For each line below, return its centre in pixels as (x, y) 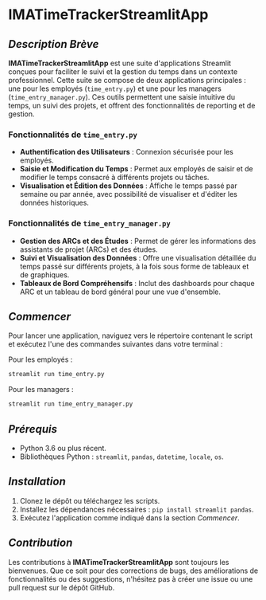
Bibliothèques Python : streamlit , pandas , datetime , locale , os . (121, 457)
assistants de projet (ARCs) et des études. (89, 249)
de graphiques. (44, 275)
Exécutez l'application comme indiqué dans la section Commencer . (129, 518)
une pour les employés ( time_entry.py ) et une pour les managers (115, 88)
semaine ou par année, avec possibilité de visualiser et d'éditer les (129, 194)
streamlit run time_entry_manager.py (71, 404)
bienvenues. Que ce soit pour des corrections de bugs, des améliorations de (133, 571)
